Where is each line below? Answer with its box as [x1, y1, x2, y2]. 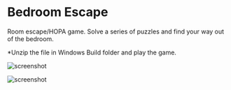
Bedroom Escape [7, 4, 108, 20]
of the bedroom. [7, 34, 54, 43]
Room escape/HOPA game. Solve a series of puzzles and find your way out [7, 27, 225, 36]
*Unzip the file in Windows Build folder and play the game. [7, 48, 177, 57]
